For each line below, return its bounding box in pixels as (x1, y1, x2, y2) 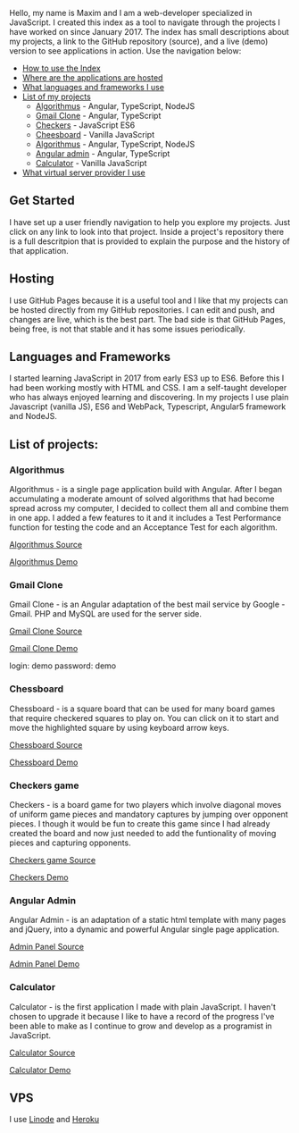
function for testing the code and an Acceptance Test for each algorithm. (9, 522, 278, 533)
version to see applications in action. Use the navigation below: (9, 46, 242, 56)
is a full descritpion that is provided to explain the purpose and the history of (9, 236, 290, 247)
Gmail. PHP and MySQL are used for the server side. (9, 608, 203, 619)
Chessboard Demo (9, 757, 79, 768)
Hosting (9, 272, 55, 287)
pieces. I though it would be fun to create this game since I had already (9, 818, 270, 829)
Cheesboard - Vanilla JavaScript (35, 130, 154, 139)
